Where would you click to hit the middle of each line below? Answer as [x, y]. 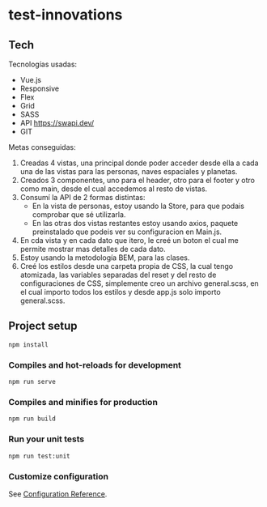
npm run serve [32, 382]
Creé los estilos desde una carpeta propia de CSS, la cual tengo [126, 266]
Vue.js [31, 80]
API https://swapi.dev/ [57, 123]
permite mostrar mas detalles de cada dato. [93, 249]
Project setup [43, 326]
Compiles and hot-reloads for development [95, 364]
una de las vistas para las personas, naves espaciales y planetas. [129, 171]
